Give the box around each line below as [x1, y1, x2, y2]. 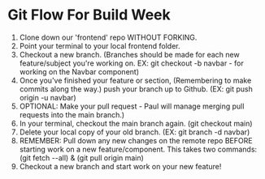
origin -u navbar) [19, 92, 76, 102]
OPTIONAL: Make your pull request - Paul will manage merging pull [19, 101, 245, 111]
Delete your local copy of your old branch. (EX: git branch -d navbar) [19, 127, 250, 137]
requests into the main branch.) [19, 109, 125, 119]
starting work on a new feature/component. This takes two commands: [19, 144, 258, 154]
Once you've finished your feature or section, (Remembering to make [19, 75, 252, 85]
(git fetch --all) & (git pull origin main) [19, 152, 144, 163]
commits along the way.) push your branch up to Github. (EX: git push [19, 83, 253, 94]
